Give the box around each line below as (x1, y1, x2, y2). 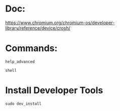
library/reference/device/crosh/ (5, 25, 71, 31)
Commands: (5, 43, 58, 54)
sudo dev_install (5, 101, 42, 106)
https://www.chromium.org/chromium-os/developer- (5, 20, 115, 26)
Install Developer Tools (5, 85, 103, 96)
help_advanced (5, 59, 35, 64)
